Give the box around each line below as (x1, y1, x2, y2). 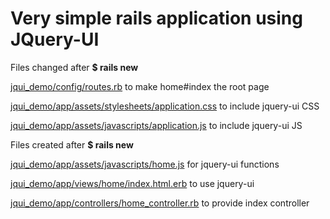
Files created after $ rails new (10, 138, 134, 151)
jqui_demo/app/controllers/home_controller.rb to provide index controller (10, 197, 310, 209)
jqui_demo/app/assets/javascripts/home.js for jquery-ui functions (10, 158, 280, 170)
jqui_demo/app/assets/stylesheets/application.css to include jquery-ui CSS (10, 100, 320, 112)
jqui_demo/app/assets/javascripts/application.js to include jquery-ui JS (10, 119, 303, 131)
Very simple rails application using (10, 7, 303, 30)
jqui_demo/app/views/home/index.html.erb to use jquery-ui (10, 177, 255, 189)
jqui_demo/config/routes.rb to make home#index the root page (10, 80, 270, 92)
